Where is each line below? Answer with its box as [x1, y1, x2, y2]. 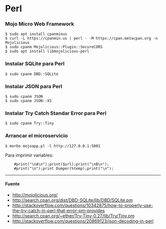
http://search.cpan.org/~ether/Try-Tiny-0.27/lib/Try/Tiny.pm [12, 213, 135, 219]
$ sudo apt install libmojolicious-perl [5, 49, 90, 54]
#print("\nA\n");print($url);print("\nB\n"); [14, 162, 110, 166]
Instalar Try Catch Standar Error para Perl [5, 110, 107, 116]
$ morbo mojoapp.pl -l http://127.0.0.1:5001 [5, 143, 100, 148]
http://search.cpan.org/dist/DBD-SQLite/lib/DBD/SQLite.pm [12, 197, 133, 203]
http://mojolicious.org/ [12, 192, 58, 197]
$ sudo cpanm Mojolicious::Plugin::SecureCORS [5, 45, 103, 50]
